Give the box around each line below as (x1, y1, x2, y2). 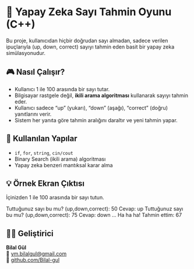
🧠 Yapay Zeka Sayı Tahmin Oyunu (6, 5, 172, 19)
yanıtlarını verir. (14, 111, 52, 118)
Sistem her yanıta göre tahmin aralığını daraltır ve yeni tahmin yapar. (14, 116, 178, 123)
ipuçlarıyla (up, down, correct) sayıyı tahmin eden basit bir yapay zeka (6, 43, 175, 50)
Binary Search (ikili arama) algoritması (14, 155, 106, 163)
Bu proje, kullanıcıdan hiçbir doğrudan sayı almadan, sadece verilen (6, 37, 168, 44)
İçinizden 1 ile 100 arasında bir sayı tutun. (6, 194, 104, 201)
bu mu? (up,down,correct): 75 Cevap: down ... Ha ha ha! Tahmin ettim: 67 (6, 212, 182, 219)
